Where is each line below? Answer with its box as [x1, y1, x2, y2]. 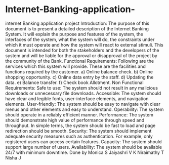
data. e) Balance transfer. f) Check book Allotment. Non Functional [5, 79, 144, 86]
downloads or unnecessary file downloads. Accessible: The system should [5, 90, 161, 96]
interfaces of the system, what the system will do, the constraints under [5, 36, 155, 43]
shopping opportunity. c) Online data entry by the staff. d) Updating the [5, 74, 154, 80]
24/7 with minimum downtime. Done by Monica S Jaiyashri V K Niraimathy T [5, 149, 164, 155]
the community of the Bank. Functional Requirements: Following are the [5, 58, 154, 64]
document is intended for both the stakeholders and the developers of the [5, 47, 159, 53]
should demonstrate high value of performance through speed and [5, 117, 145, 123]
